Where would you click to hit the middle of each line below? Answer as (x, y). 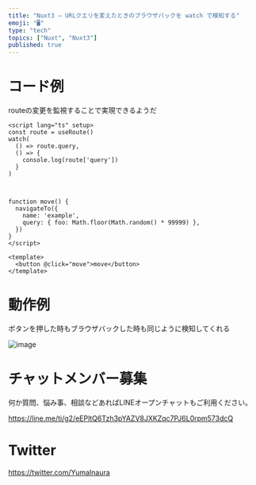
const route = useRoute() (51, 133)
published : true (35, 45)
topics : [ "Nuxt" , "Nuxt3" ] (53, 38)
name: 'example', (51, 216)
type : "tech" (30, 30)
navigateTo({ (37, 209)
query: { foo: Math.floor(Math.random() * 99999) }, (111, 223)
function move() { (38, 202)
